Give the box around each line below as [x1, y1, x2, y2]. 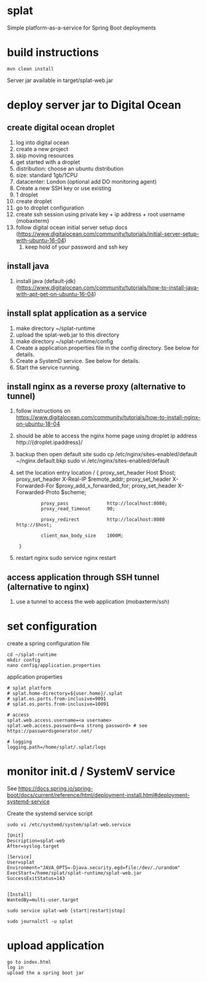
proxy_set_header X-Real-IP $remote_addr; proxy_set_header [15, 475, 171, 483]
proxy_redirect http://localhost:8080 [41, 516, 165, 523]
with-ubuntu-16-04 [15, 236, 64, 244]
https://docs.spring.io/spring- [18, 785, 93, 792]
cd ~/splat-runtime [7, 652, 57, 658]
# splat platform [7, 685, 52, 692]
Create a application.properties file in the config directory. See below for [15, 344, 200, 351]
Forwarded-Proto [15, 489, 60, 496]
